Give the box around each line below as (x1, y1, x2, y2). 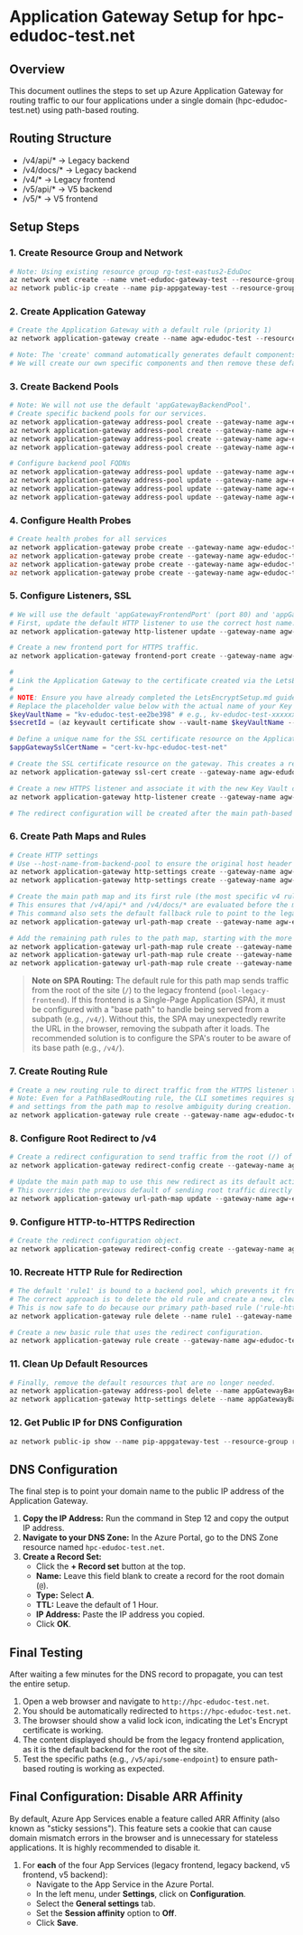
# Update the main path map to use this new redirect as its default (9, 1178, 277, 1187)
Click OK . (35, 1619, 72, 1630)
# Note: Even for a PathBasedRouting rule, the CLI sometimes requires (9, 1094, 284, 1104)
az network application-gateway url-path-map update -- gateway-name (9, 1194, 272, 1203)
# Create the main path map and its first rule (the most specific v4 (9, 892, 280, 901)
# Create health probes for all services (9, 535, 168, 544)
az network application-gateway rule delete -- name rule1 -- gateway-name (9, 1311, 293, 1320)
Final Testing (9, 1645, 84, 1660)
